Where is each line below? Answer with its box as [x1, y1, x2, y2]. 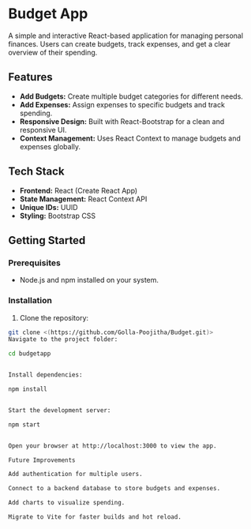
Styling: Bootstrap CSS [19, 211, 96, 220]
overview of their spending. [8, 47, 98, 57]
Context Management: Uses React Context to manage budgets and [19, 133, 241, 143]
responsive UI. [19, 125, 67, 134]
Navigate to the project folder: [8, 336, 118, 343]
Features [8, 70, 53, 84]
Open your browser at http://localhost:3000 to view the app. [8, 441, 217, 450]
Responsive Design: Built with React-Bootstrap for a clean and [19, 116, 225, 126]
